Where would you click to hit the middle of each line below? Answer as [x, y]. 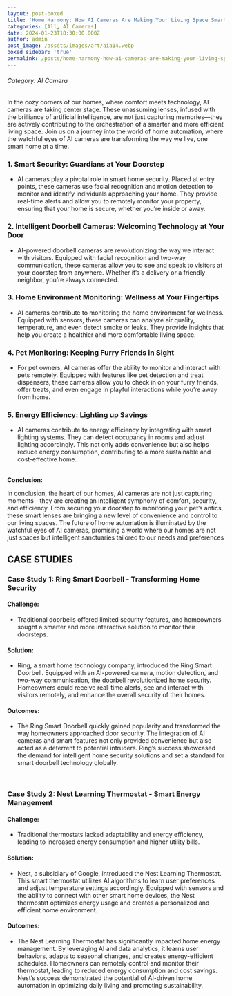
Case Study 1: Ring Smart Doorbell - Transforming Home [104, 579]
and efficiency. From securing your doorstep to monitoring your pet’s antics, [115, 508]
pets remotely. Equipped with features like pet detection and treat [110, 375]
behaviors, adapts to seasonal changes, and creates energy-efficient [115, 956]
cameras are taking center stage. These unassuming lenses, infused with [111, 109]
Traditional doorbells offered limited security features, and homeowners [119, 619]
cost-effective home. [47, 459]
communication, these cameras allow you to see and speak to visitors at [120, 265]
